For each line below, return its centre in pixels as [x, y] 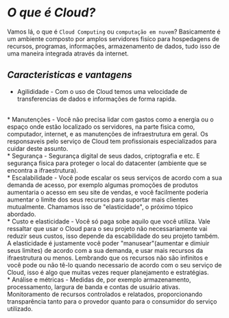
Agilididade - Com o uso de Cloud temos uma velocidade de [102, 91]
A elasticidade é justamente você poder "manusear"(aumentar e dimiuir [108, 243]
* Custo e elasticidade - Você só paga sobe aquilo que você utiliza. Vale [109, 221]
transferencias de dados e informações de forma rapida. [97, 99]
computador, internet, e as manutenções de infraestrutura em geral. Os [108, 134]
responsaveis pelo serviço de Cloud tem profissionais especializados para [112, 141]
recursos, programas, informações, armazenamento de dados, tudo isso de [114, 46]
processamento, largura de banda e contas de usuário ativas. [94, 286]
